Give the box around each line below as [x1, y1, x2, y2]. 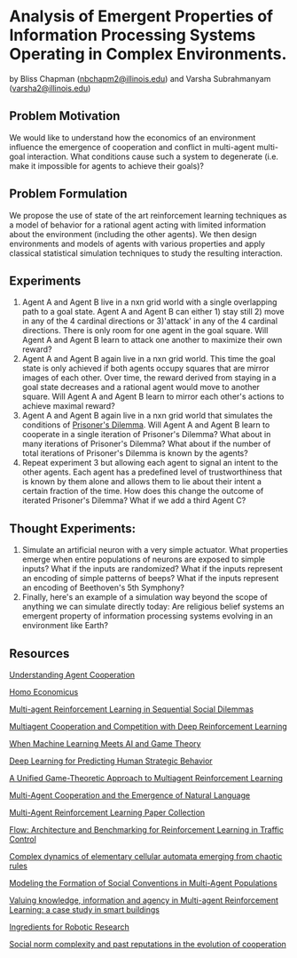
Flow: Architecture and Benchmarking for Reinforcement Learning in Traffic [9, 825, 284, 834]
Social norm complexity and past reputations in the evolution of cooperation [9, 939, 286, 949]
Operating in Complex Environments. [9, 44, 287, 64]
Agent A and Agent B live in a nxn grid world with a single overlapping [21, 297, 277, 307]
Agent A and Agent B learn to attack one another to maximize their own [21, 335, 283, 346]
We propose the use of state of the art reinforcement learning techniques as [9, 210, 287, 220]
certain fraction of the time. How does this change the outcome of [21, 486, 264, 497]
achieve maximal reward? [21, 401, 115, 411]
